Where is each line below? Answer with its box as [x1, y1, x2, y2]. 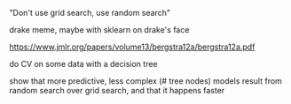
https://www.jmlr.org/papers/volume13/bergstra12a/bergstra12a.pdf [9, 41, 256, 52]
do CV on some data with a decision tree [9, 59, 158, 69]
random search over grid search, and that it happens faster [9, 85, 225, 95]
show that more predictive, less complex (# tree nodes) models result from [9, 76, 282, 86]
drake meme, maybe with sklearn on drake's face [9, 25, 190, 34]
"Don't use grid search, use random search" [9, 8, 171, 18]
